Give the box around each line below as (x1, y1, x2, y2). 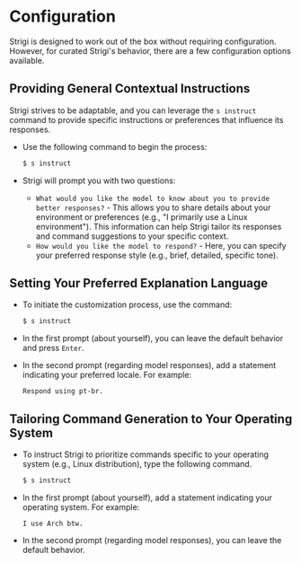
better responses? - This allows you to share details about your (35, 202, 271, 213)
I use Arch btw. (22, 519, 84, 528)
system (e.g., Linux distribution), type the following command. (22, 459, 252, 470)
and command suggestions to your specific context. (35, 231, 229, 241)
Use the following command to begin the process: (22, 141, 208, 152)
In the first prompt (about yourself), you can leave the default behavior (22, 333, 284, 344)
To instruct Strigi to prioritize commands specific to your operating (22, 449, 270, 460)
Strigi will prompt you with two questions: (22, 175, 176, 186)
